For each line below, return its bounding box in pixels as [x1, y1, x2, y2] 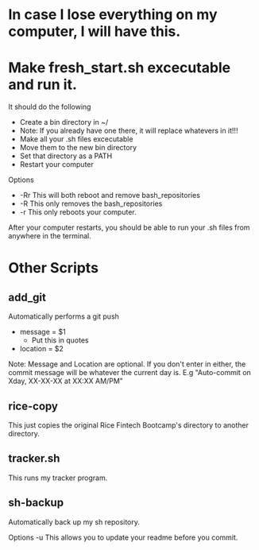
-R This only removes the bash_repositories [19, 199, 163, 208]
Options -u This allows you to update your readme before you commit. [8, 533, 238, 542]
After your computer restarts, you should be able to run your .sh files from [8, 223, 250, 232]
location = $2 [19, 344, 64, 354]
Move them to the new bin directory [19, 143, 137, 153]
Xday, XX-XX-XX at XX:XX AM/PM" [8, 376, 123, 386]
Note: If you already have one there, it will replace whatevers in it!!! [19, 126, 238, 136]
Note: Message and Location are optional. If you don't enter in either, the [8, 359, 246, 369]
